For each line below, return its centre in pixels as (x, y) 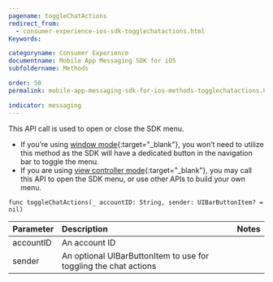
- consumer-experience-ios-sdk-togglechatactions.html (110, 31)
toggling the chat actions (109, 266)
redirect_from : (34, 24)
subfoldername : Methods (49, 69)
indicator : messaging (45, 105)
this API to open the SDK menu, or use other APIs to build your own (133, 179)
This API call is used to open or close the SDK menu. (96, 128)
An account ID (89, 242)
